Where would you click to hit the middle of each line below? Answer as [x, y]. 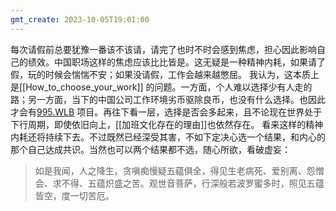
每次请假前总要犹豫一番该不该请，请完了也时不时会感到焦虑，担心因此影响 [163, 49]
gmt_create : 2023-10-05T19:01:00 [80, 19]
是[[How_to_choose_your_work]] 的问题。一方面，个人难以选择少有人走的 [161, 87]
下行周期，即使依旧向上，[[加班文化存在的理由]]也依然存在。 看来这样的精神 [167, 124]
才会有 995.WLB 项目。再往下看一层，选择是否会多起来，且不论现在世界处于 [166, 112]
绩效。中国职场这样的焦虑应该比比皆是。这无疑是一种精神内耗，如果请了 [176, 62]
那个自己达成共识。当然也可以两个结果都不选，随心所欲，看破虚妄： [150, 149]
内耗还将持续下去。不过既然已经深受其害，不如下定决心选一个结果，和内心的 [168, 137]
